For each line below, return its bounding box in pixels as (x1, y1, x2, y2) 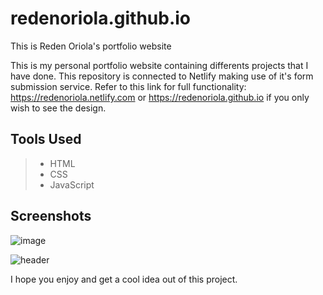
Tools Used (10, 131, 82, 148)
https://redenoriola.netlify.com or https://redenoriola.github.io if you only (10, 91, 310, 103)
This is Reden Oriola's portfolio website (10, 40, 172, 52)
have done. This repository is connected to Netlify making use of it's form (10, 70, 314, 82)
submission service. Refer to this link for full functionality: (10, 80, 247, 92)
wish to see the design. (10, 102, 107, 114)
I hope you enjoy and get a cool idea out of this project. (10, 273, 238, 285)
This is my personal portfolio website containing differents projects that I (10, 59, 309, 71)
